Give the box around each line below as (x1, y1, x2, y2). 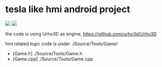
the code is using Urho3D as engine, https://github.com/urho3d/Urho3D (5, 30, 157, 37)
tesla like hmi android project (5, 4, 130, 15)
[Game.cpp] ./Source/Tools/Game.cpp (12, 56, 93, 62)
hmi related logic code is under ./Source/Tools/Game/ (5, 41, 118, 47)
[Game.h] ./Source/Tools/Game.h (12, 50, 83, 56)
